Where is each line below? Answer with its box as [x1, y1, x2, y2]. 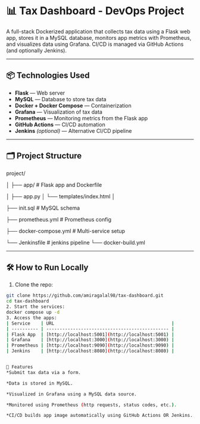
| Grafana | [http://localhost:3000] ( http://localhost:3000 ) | [6, 337, 174, 343]
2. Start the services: [6, 304, 65, 310]
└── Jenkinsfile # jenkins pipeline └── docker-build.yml [6, 239, 146, 246]
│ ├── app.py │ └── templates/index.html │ [6, 192, 115, 199]
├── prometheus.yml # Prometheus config [6, 216, 112, 223]
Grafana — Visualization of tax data [14, 108, 103, 116]
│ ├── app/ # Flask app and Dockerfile [6, 181, 102, 188]
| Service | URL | [6, 320, 174, 326]
